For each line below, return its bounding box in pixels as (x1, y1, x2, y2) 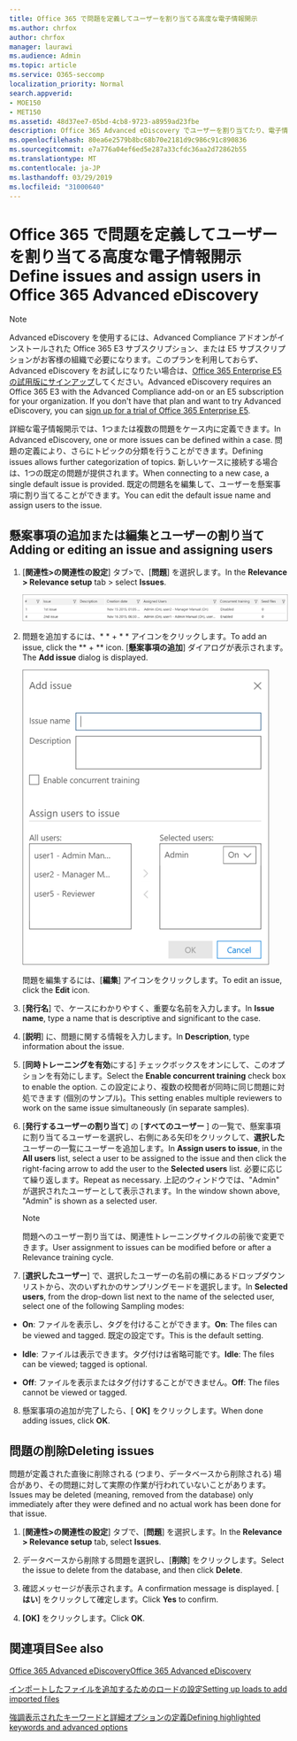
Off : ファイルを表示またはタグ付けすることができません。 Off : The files (21, 1377, 280, 1388)
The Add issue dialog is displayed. (21, 652, 148, 663)
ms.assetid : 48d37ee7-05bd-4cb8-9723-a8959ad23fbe (9, 117, 200, 126)
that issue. (9, 1508, 47, 1519)
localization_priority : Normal (9, 80, 125, 89)
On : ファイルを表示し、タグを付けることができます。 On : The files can (21, 1319, 278, 1330)
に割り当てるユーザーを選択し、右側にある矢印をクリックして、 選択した (21, 1132, 286, 1142)
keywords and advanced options (9, 1722, 128, 1732)
